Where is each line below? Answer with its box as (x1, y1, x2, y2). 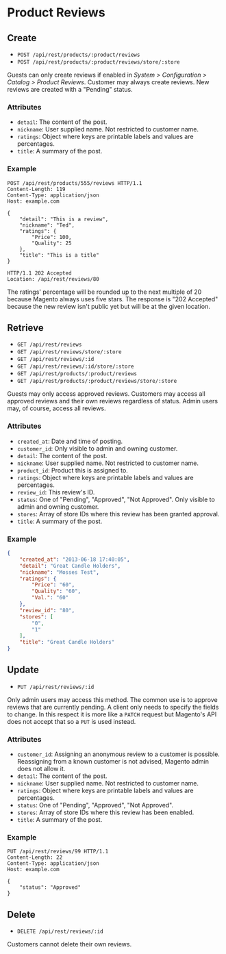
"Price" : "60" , (32, 581, 75, 588)
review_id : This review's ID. (16, 488, 95, 496)
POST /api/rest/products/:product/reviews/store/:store (16, 59, 180, 66)
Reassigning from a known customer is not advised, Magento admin (16, 757, 209, 766)
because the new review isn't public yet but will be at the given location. (7, 302, 211, 310)
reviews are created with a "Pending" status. (7, 86, 133, 93)
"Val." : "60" (32, 594, 69, 601)
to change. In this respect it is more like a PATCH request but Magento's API (7, 710, 217, 718)
